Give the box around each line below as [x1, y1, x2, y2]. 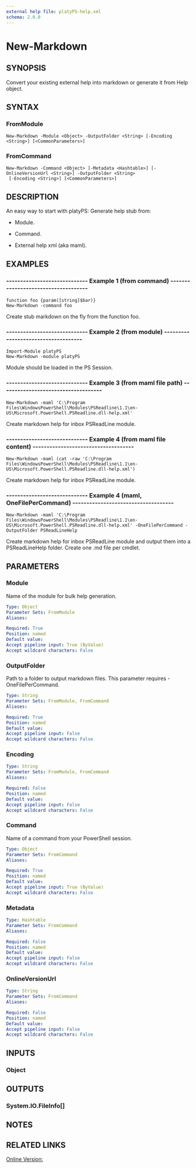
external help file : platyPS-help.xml [6, 8, 101, 15]
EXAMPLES [6, 259, 49, 269]
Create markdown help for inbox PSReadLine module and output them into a [6, 538, 191, 545]
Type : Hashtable [6, 917, 46, 923]
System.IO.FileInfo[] [6, 1101, 65, 1110]
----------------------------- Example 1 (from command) [6, 276, 170, 285]
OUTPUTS [6, 1084, 44, 1094]
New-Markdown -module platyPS [6, 354, 81, 360]
